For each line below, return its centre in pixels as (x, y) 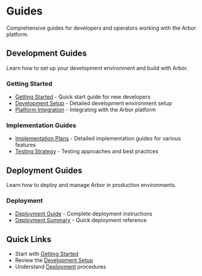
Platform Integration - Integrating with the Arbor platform (85, 110)
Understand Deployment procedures (61, 267)
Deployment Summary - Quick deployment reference (81, 220)
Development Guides (47, 54)
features (25, 145)
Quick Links (29, 239)
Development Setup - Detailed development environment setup (93, 103)
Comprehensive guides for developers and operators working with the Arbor (101, 28)
